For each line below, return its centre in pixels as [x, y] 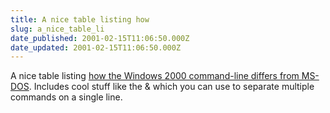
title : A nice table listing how [80, 19]
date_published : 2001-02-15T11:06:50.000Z [100, 38]
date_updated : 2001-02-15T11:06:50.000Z [96, 47]
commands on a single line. [66, 97]
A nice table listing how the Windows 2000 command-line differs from [155, 76]
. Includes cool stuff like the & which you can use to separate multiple [171, 87]
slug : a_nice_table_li [57, 29]
